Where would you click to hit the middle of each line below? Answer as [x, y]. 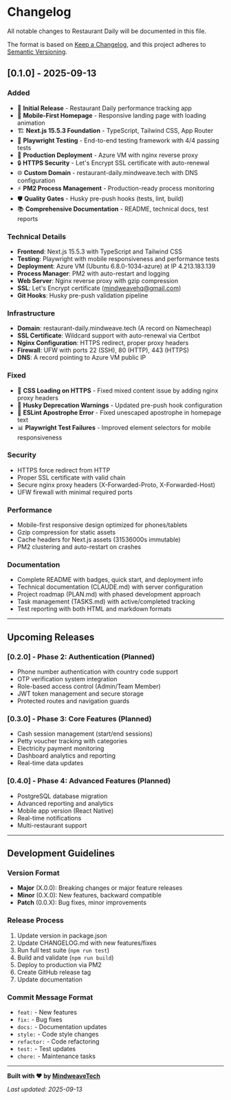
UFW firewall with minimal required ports [75, 492]
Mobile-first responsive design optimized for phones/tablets [102, 525]
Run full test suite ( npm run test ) [63, 950]
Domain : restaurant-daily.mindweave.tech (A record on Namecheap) [114, 329]
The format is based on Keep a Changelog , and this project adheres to [107, 44]
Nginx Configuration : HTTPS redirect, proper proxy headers [103, 343]
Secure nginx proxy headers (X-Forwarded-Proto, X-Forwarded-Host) [116, 485]
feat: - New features [47, 1012]
